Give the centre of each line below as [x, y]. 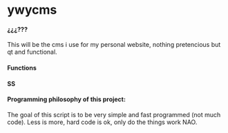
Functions [22, 68]
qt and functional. [32, 52]
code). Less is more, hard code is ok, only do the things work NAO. [102, 122]
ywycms [32, 10]
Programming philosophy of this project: [67, 99]
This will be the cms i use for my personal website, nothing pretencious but [114, 45]
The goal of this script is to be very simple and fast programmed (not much [114, 114]
